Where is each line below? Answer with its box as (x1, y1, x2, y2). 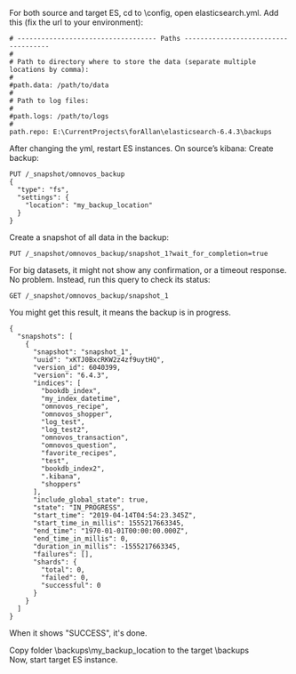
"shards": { (32, 558, 77, 566)
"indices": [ (32, 379, 82, 388)
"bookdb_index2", (41, 464, 105, 473)
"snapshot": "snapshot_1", (32, 348, 133, 357)
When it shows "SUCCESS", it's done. (9, 628, 148, 638)
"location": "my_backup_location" (25, 201, 153, 210)
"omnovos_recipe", (41, 402, 109, 411)
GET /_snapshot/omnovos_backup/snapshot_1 (9, 292, 169, 301)
